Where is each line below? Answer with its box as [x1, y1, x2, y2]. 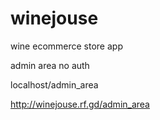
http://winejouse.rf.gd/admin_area [10, 98, 150, 110]
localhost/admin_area [10, 78, 99, 91]
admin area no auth [10, 59, 90, 71]
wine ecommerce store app [10, 40, 123, 52]
